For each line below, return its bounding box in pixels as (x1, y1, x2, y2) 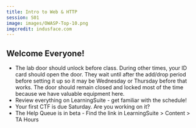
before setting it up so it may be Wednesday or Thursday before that (15, 77, 187, 85)
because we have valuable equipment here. (15, 90, 125, 98)
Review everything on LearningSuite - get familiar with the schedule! (15, 96, 187, 104)
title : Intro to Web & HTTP (6, 8, 78, 15)
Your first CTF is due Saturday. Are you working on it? (15, 103, 150, 110)
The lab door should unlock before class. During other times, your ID (15, 64, 187, 72)
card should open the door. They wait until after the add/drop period (15, 71, 187, 78)
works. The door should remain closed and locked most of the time (15, 84, 184, 91)
